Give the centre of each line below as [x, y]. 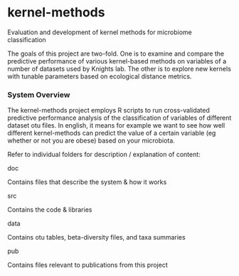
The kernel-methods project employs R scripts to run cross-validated [108, 111]
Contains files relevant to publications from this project [88, 265]
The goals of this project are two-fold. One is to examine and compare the [116, 53]
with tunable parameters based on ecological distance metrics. [100, 76]
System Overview [39, 95]
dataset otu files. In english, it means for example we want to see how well [116, 126]
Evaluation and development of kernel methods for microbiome [100, 32]
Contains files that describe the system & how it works [87, 182]
